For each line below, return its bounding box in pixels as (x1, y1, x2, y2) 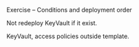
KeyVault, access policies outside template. (6, 32, 130, 40)
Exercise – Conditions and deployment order (6, 6, 132, 14)
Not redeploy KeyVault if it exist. (6, 19, 98, 27)
